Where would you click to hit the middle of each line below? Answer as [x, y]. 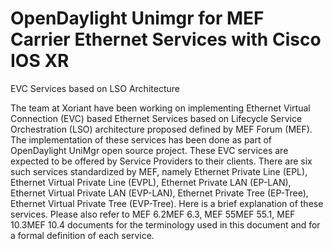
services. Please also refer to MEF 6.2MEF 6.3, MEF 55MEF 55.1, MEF [153, 214]
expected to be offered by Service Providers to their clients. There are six [161, 161]
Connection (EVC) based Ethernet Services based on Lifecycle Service [156, 118]
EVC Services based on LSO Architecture [95, 88]
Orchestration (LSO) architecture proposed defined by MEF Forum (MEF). [161, 129]
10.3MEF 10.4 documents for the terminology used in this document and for [165, 224]
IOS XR [40, 61]
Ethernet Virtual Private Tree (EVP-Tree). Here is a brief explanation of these [167, 203]
